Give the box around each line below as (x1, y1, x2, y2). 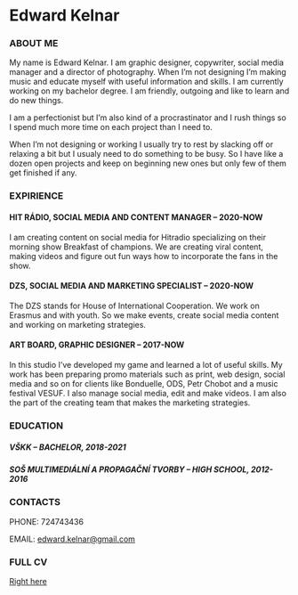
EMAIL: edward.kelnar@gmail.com (9, 534, 136, 544)
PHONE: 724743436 (9, 516, 85, 526)
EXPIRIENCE (9, 190, 64, 202)
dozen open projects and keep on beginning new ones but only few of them (9, 158, 287, 169)
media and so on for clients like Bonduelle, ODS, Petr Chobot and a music (9, 379, 278, 389)
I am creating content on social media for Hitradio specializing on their (9, 232, 267, 242)
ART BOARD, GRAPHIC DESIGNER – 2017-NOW (9, 339, 185, 350)
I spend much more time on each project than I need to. (9, 122, 213, 133)
